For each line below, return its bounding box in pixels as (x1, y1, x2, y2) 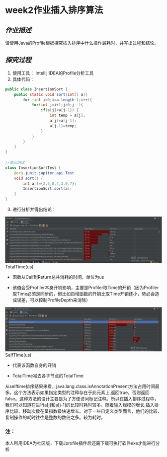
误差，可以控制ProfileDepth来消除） (16, 297, 90, 303)
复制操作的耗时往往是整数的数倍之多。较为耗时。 (5, 414, 105, 420)
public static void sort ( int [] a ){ (14, 92, 88, 97)
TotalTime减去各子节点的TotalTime (12, 373, 83, 379)
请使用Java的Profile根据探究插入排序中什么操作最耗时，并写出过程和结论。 (5, 40, 159, 46)
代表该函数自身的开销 (12, 362, 56, 368)
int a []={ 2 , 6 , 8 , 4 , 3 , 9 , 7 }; (23, 181, 77, 186)
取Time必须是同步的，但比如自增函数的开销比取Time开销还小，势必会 (12, 291, 155, 297)
